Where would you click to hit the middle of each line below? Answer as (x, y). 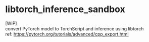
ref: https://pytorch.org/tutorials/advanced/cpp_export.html (67, 34)
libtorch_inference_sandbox (65, 9)
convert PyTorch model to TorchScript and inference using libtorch (74, 28)
